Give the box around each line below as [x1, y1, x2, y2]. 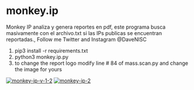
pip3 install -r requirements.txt [14, 47, 89, 54]
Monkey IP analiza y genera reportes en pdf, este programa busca [6, 23, 166, 30]
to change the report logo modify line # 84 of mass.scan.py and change [14, 60, 189, 67]
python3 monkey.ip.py [14, 53, 69, 60]
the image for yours [14, 65, 63, 72]
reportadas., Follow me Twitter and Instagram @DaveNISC [6, 36, 147, 43]
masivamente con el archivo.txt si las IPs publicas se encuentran [6, 29, 162, 36]
